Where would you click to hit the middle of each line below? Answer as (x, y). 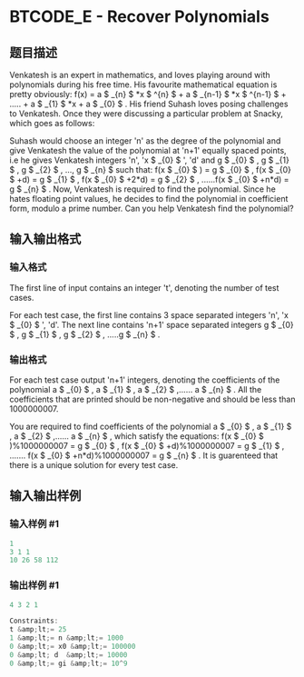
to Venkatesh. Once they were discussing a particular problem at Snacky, (147, 114)
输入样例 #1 (34, 524)
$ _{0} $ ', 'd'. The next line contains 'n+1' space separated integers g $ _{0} (152, 324)
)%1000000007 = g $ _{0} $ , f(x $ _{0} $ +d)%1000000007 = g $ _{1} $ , (147, 445)
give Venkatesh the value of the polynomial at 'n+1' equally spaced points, (148, 150)
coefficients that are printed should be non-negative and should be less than (152, 399)
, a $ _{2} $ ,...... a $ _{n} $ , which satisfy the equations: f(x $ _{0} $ (137, 436)
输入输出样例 (45, 496)
